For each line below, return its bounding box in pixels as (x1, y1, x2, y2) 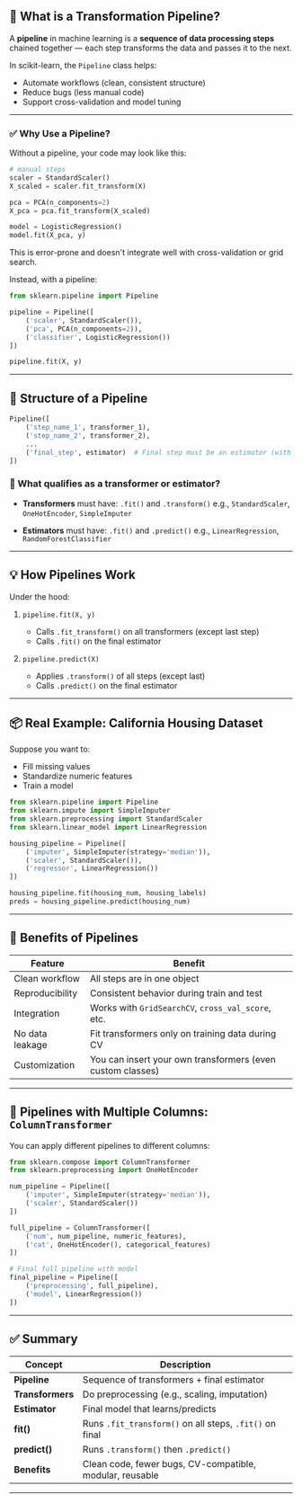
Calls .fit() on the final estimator (35, 636, 162, 646)
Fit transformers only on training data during (89, 1027, 277, 1039)
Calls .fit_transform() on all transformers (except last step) (35, 626, 260, 636)
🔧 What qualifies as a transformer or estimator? (9, 477, 221, 490)
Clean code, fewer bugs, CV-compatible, (82, 1457, 256, 1470)
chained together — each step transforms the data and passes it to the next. (9, 42, 292, 53)
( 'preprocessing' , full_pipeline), (25, 1282, 159, 1291)
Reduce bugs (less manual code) (22, 86, 145, 97)
